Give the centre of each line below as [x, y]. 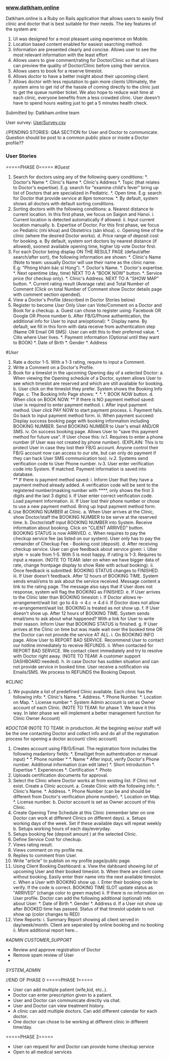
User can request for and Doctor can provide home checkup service [83, 1046]
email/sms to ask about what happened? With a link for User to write [83, 618]
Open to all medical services [42, 1052]
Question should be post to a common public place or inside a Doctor [77, 138]
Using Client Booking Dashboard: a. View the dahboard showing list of [86, 866]
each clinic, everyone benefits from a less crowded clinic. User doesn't [86, 98]
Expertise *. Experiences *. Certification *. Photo [62, 770]
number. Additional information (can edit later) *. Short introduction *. [84, 764]
